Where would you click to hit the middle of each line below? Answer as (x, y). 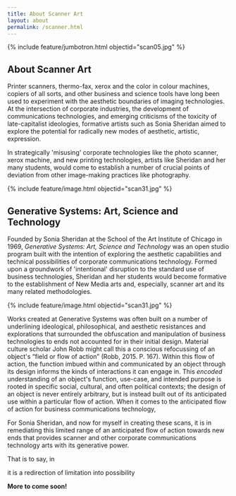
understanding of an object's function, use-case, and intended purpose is (114, 379)
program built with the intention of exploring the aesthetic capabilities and (114, 254)
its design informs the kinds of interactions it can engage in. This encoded (115, 371)
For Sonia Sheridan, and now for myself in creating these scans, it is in (110, 423)
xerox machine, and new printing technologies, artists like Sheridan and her (117, 160)
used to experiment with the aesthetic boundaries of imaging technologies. (116, 101)
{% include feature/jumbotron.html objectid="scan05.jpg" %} (96, 47)
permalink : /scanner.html (45, 27)
